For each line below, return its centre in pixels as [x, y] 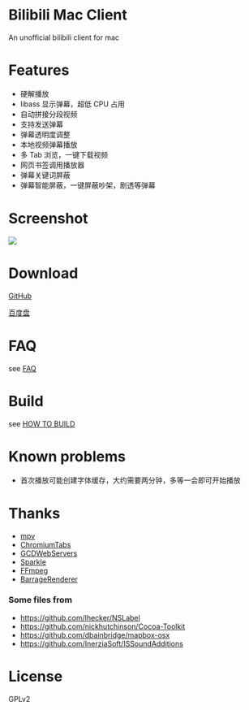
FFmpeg [34, 570]
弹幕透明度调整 [45, 134]
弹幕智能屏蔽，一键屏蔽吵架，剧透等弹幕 [88, 185]
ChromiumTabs [45, 544]
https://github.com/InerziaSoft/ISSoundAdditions [102, 643]
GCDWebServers [49, 553]
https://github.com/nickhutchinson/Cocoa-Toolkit [103, 626]
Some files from [41, 600]
